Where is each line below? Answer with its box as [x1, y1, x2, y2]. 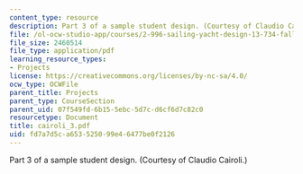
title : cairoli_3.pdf [9, 122, 91, 131]
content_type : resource [9, 13, 99, 22]
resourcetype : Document [9, 113, 99, 122]
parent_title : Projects [9, 88, 99, 97]
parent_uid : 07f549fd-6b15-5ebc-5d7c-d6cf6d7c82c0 [9, 105, 204, 114]
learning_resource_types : [9, 55, 106, 64]
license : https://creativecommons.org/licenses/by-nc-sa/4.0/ [9, 72, 248, 81]
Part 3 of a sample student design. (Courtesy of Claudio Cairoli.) [9, 154, 248, 165]
